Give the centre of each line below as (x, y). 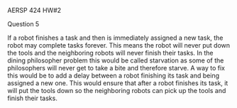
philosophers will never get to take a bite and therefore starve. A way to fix (116, 68)
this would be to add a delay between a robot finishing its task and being (114, 75)
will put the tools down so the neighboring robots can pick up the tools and (117, 91)
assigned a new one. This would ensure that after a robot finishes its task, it (118, 83)
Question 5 (23, 24)
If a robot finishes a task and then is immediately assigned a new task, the (115, 38)
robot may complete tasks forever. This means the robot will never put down (119, 45)
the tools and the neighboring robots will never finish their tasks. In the (111, 53)
